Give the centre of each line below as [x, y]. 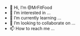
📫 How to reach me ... [32, 28]
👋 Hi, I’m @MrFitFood [31, 8]
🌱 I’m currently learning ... [35, 18]
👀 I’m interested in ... [30, 13]
